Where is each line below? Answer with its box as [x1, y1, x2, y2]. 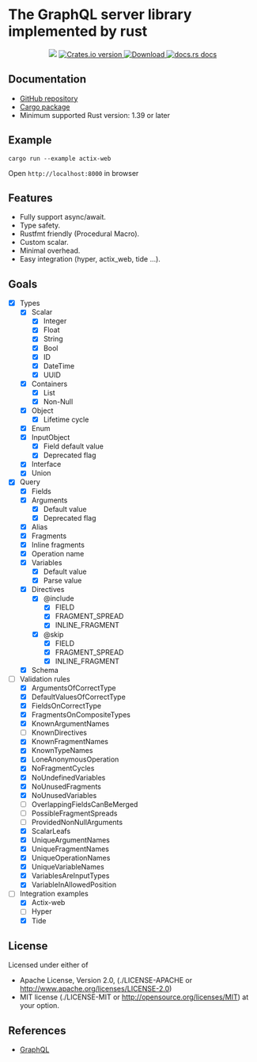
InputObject [31, 433, 70, 442]
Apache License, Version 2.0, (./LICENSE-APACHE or [19, 976, 192, 985]
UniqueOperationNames [31, 854, 111, 863]
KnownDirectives [31, 728, 87, 738]
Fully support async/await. [19, 212, 107, 222]
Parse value [43, 576, 82, 586]
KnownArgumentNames [31, 719, 110, 728]
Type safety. [19, 220, 61, 231]
